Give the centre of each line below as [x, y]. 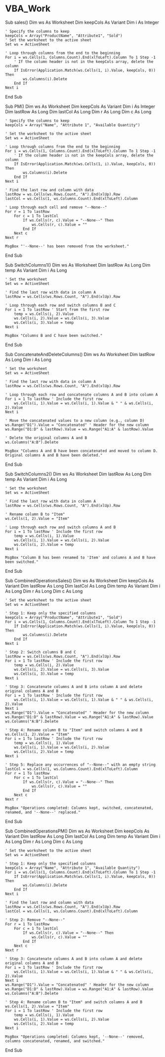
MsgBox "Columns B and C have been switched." [54, 335]
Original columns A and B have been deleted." [54, 455]
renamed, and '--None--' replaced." [43, 812]
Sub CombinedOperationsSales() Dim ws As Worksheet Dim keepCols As [80, 580]
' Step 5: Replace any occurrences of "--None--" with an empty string [80, 765]
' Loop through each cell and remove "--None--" [56, 207]
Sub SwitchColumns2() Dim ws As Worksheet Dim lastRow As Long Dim [78, 474]
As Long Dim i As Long [28, 360]
